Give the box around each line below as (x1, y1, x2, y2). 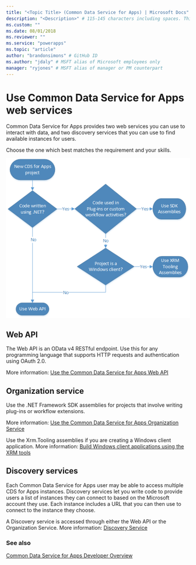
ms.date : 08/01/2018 (6, 28, 57, 34)
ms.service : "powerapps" (6, 40, 66, 46)
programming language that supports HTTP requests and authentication (6, 352, 180, 359)
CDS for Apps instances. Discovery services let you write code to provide (6, 488, 183, 495)
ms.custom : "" (6, 22, 41, 28)
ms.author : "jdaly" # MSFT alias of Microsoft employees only (6, 59, 160, 64)
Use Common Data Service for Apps (6, 91, 185, 104)
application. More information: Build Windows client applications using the (6, 443, 184, 450)
